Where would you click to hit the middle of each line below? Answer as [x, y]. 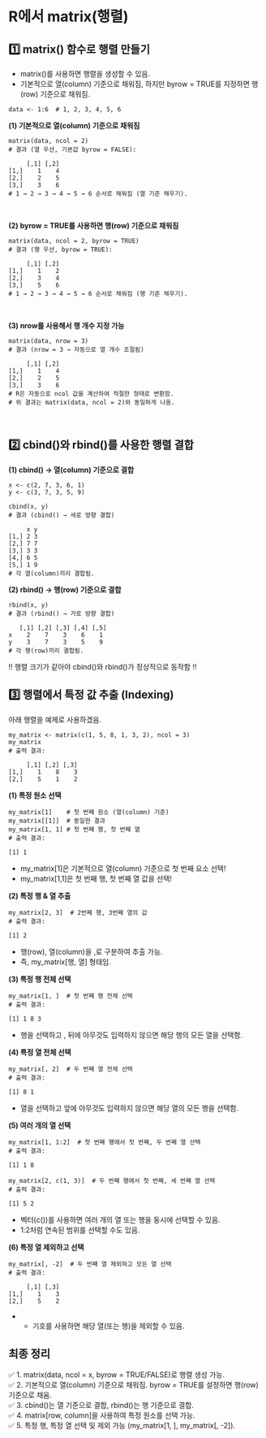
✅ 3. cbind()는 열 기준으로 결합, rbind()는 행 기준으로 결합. [101, 1406]
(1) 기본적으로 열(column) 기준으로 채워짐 [74, 126]
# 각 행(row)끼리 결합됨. [46, 651]
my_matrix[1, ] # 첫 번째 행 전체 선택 [71, 996]
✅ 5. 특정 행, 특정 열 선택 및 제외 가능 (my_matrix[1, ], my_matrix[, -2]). [122, 1426]
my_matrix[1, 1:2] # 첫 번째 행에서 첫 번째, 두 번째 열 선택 [105, 1142]
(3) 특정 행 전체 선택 [40, 979]
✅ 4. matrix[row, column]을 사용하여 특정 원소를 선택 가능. [102, 1415]
